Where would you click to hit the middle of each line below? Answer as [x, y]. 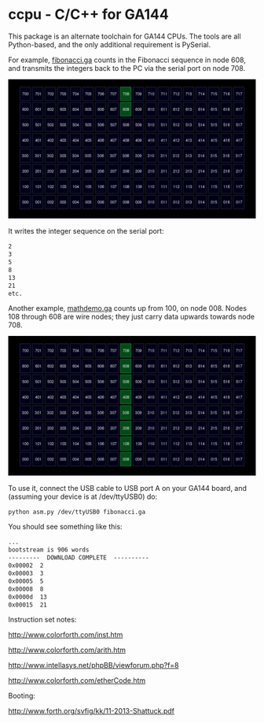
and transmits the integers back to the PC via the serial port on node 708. [127, 68]
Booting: [22, 695]
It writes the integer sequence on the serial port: [86, 231]
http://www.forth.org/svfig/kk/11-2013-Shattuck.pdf [92, 710]
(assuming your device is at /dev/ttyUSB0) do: [83, 496]
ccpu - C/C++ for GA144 [88, 15]
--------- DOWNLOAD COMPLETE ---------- [79, 557]
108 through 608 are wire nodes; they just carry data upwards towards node [132, 317]
